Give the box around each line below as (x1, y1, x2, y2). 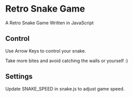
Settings (5, 72, 33, 81)
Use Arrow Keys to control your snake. (5, 47, 86, 54)
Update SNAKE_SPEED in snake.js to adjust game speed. (5, 85, 125, 91)
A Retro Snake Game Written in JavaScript (5, 20, 94, 26)
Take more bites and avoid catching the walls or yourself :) (5, 58, 128, 64)
